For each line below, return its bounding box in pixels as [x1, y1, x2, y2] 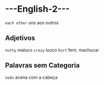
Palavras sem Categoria [5, 61, 80, 70]
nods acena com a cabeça [5, 74, 58, 80]
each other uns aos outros [5, 20, 59, 26]
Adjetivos [5, 34, 35, 42]
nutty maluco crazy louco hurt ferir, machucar [5, 47, 100, 53]
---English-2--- [5, 3, 70, 15]
